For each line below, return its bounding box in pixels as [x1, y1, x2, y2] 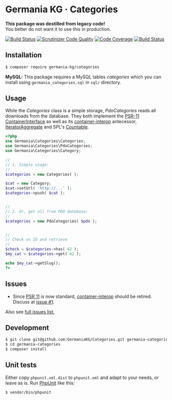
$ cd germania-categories [5, 342, 60, 347]
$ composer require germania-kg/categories [5, 64, 100, 70]
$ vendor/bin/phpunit [5, 390, 52, 395]
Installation [5, 51, 42, 59]
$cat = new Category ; [5, 181, 52, 186]
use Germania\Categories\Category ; [5, 148, 81, 153]
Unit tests [5, 361, 37, 370]
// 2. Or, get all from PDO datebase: [5, 209, 88, 214]
